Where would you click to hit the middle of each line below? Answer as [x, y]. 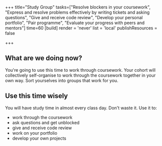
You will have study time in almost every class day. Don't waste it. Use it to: [81, 108]
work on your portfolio [35, 133]
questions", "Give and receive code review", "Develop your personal [74, 17]
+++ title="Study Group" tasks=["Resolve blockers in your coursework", [78, 7]
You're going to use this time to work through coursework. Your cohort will [80, 70]
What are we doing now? [44, 58]
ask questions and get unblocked [46, 122]
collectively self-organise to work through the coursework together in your [81, 75]
